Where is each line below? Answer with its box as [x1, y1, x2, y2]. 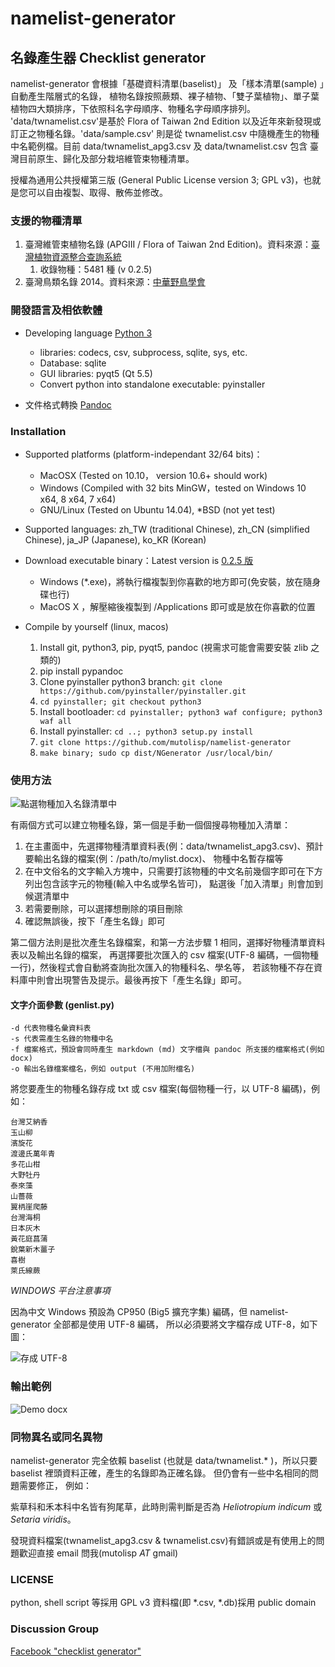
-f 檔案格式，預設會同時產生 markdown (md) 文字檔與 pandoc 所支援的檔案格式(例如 [10, 1045, 325, 1055]
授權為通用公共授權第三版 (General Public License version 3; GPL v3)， [10, 174, 304, 186]
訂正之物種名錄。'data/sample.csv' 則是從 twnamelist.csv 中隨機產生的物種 [10, 128, 320, 139]
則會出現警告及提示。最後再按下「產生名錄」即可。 [36, 974, 247, 986]
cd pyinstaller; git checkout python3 [39, 697, 202, 707]
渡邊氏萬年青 [10, 1149, 56, 1159]
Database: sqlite [39, 357, 107, 369]
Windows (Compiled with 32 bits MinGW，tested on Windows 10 [39, 482, 307, 494]
